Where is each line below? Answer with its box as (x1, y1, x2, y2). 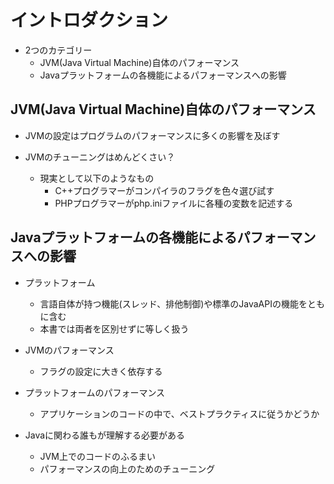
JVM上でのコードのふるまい (39, 450, 156, 462)
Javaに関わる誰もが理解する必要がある (24, 429, 186, 441)
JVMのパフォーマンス (24, 344, 115, 356)
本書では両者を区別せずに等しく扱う (39, 322, 190, 335)
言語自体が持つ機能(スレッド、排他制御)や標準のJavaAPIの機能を (39, 297, 308, 310)
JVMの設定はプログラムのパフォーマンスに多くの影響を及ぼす (24, 129, 281, 141)
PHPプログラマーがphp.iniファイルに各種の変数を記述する (54, 197, 294, 209)
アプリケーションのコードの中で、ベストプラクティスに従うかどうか (39, 407, 320, 420)
